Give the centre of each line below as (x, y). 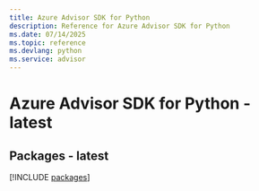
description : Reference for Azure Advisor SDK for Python (120, 26)
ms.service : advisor (48, 59)
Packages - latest (59, 156)
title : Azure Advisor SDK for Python (80, 17)
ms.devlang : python (46, 51)
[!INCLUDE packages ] (50, 177)
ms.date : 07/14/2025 (48, 34)
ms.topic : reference (48, 43)
